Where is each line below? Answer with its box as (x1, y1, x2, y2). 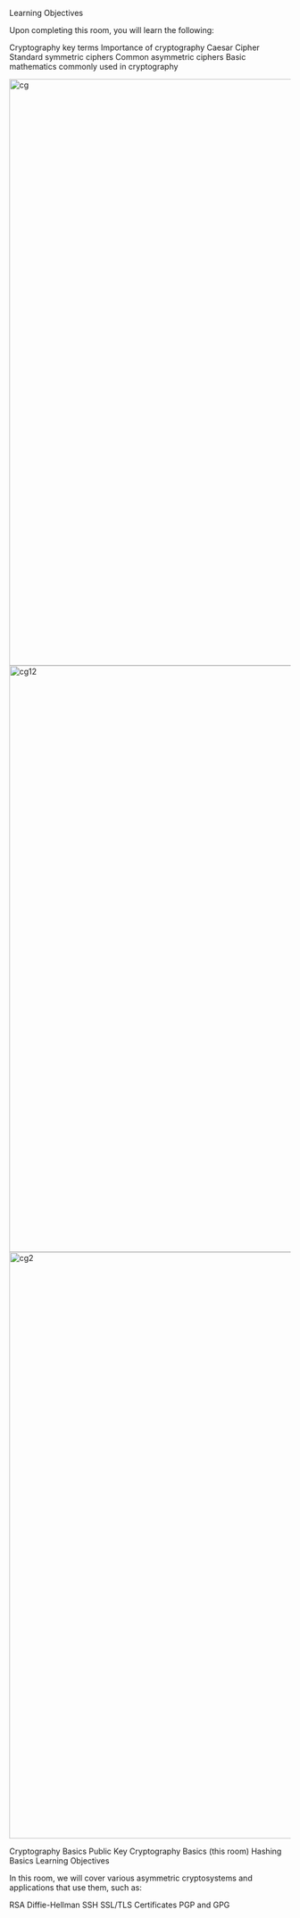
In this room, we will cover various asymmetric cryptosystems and (9, 1872, 253, 1883)
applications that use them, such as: (9, 1882, 143, 1893)
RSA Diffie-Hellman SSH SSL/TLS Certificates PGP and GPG (9, 1899, 230, 1910)
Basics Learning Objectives (9, 1855, 110, 1866)
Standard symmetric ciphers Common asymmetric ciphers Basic (9, 52, 246, 62)
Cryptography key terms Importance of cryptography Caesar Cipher (9, 42, 261, 53)
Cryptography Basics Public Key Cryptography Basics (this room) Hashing (9, 1846, 282, 1856)
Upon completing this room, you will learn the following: (9, 25, 214, 35)
